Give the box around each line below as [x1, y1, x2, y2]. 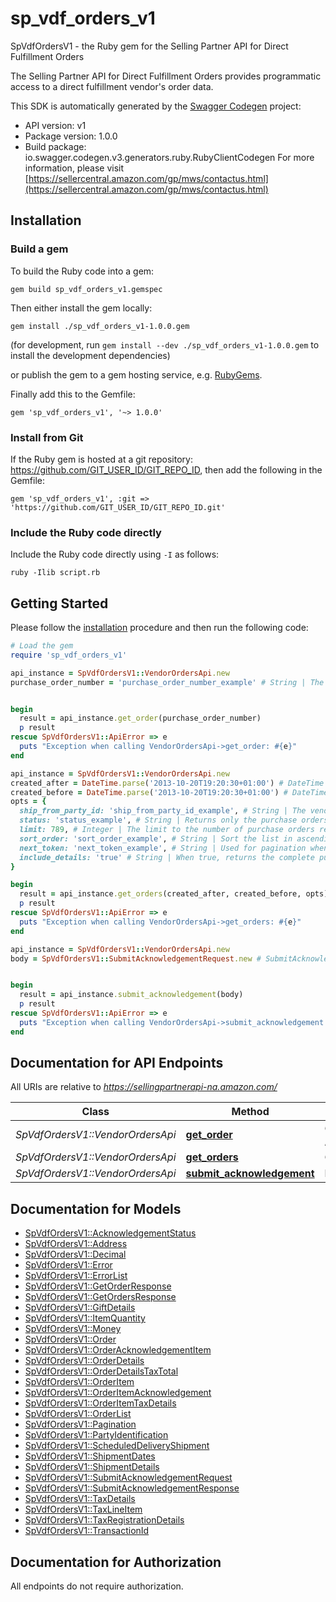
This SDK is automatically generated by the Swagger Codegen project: [10, 100, 302, 112]
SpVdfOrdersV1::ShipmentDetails [24, 1461, 160, 1473]
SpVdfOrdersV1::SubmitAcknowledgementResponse [24, 1482, 240, 1494]
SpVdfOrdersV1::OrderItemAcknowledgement [24, 1387, 212, 1399]
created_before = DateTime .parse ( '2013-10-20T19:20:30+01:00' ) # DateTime [10, 787, 329, 797]
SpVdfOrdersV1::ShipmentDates [24, 1450, 156, 1462]
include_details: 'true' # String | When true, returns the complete [19, 852, 315, 862]
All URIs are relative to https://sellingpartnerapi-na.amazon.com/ [10, 1081, 278, 1093]
